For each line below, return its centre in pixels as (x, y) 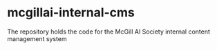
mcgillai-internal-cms (71, 13)
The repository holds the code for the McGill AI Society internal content (109, 32)
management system (37, 38)
